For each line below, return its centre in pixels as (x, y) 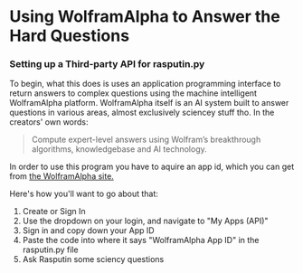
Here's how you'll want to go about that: (84, 194)
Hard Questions (69, 36)
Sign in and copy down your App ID (89, 231)
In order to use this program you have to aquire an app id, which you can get (152, 167)
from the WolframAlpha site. (62, 176)
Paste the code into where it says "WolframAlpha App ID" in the (141, 240)
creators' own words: (49, 122)
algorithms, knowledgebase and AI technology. (119, 149)
